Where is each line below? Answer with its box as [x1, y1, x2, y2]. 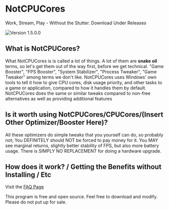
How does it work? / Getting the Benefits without [5, 162, 162, 171]
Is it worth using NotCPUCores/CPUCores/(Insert [5, 110, 163, 119]
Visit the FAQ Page [5, 184, 44, 190]
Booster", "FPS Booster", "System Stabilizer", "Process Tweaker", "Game [5, 68, 157, 75]
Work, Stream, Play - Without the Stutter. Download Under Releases [5, 20, 147, 26]
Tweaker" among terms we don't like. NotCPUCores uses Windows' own [5, 74, 157, 80]
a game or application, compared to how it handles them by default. [5, 85, 147, 91]
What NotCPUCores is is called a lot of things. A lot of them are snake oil [5, 58, 157, 64]
